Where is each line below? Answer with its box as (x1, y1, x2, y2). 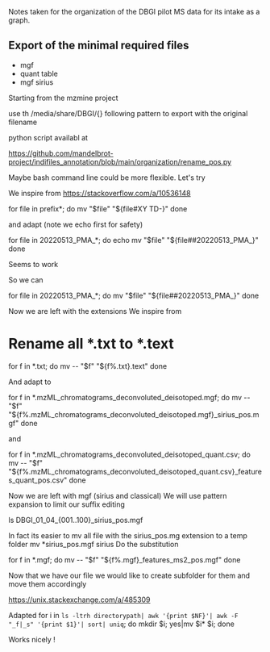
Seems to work (8, 259, 59, 269)
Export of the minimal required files (8, 39, 189, 52)
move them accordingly (8, 579, 87, 588)
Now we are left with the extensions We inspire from (8, 306, 182, 316)
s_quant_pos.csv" (8, 475, 68, 485)
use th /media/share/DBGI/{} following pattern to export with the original (8, 108, 248, 118)
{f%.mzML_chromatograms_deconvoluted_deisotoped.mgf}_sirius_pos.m (15, 409, 260, 419)
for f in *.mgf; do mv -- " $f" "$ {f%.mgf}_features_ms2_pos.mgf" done (8, 554, 241, 564)
